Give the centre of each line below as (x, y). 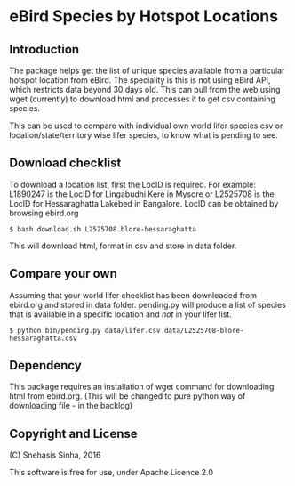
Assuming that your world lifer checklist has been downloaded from (133, 295)
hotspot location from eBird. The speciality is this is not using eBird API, (140, 80)
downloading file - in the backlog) (71, 406)
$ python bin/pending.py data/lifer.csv (85, 330)
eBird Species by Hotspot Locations (144, 16)
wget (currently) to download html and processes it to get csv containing (142, 99)
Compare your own (63, 274)
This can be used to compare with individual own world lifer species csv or (146, 126)
